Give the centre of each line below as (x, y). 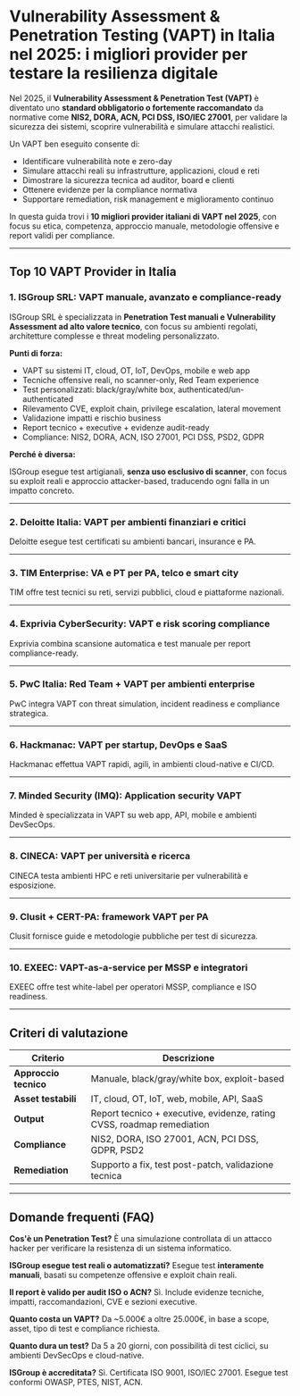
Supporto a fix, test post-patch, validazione (182, 1165)
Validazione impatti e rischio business (92, 418)
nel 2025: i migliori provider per (129, 54)
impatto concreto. (42, 490)
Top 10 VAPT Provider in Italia (93, 272)
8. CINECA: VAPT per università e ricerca (100, 857)
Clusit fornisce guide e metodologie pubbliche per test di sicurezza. (134, 936)
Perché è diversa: (42, 454)
